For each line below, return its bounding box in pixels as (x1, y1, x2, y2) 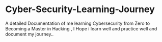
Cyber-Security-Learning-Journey (5, 4, 155, 15)
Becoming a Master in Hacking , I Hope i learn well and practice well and (5, 25, 157, 31)
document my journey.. (5, 31, 54, 37)
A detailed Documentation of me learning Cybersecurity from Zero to (5, 20, 150, 26)
